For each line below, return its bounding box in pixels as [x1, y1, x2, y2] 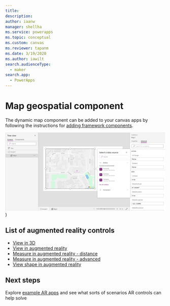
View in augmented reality [12, 245, 67, 251]
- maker [10, 67, 26, 72]
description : [5, 13, 33, 19]
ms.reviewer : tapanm [5, 46, 49, 51]
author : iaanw [5, 19, 36, 24]
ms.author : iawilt [5, 56, 44, 61]
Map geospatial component [5, 100, 124, 112]
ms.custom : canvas [5, 41, 44, 46]
